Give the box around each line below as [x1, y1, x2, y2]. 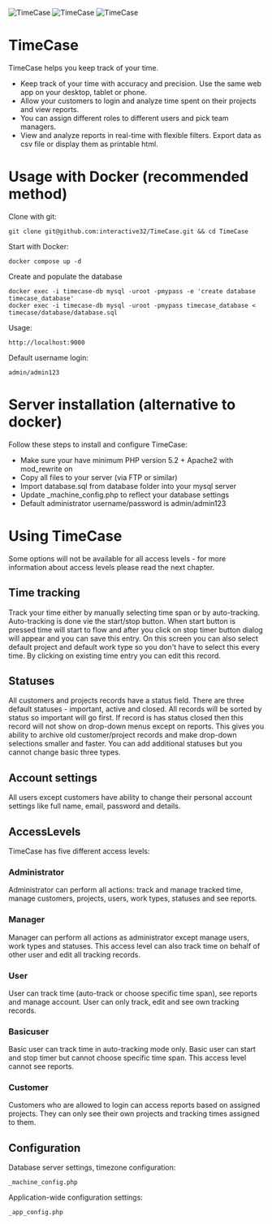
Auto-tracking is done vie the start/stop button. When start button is [8, 616, 236, 625]
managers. [19, 122, 57, 132]
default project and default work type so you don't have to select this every [8, 642, 261, 651]
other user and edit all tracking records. [8, 949, 140, 959]
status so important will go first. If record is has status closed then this [8, 713, 244, 723]
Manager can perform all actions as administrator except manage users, [8, 932, 250, 942]
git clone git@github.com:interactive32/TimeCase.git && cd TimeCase [8, 227, 249, 236]
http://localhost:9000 [8, 338, 85, 347]
